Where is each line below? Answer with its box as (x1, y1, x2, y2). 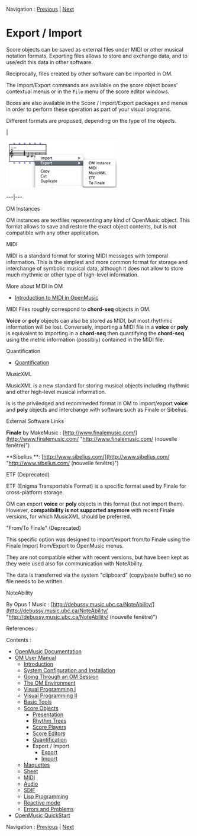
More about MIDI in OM (6, 282, 63, 290)
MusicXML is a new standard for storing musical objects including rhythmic (6, 382, 189, 389)
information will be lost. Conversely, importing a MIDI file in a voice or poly (6, 323, 188, 330)
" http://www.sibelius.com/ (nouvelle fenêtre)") (6, 459, 120, 466)
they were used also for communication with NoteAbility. (6, 560, 144, 567)
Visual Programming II (23, 692, 77, 699)
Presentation (32, 711, 64, 718)
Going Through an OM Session (23, 673, 99, 680)
